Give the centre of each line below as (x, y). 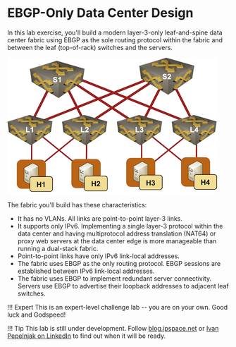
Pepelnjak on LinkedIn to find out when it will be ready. (87, 336)
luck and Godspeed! (37, 315)
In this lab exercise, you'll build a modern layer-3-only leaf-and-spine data (115, 32)
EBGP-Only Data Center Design (100, 13)
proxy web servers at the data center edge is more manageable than (117, 241)
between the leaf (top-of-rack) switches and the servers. (90, 47)
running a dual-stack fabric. (58, 248)
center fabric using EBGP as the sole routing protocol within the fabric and (115, 39)
